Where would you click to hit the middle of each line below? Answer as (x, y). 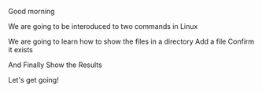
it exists (21, 50)
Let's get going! (33, 80)
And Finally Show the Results (55, 65)
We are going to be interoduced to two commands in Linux (103, 26)
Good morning (31, 11)
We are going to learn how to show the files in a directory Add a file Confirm (131, 41)
